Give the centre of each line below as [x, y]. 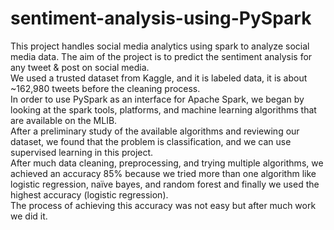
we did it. [29, 216]
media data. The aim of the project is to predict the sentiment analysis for [161, 56]
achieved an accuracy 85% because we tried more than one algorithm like [163, 173]
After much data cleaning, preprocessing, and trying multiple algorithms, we [167, 163]
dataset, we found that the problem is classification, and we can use [151, 141]
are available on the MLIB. [64, 120]
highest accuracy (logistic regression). [89, 194]
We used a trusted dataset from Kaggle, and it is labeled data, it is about [159, 78]
